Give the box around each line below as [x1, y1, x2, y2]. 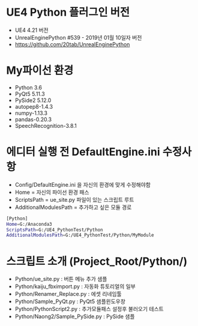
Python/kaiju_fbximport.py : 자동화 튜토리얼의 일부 [14, 283, 136, 290]
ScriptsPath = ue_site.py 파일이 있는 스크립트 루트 [14, 196, 134, 203]
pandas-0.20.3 [14, 115, 52, 123]
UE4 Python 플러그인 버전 [6, 5, 130, 19]
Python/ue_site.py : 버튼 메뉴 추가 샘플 [14, 276, 107, 283]
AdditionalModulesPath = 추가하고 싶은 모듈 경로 [14, 204, 132, 211]
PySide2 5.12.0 [14, 97, 52, 104]
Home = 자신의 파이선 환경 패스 [14, 189, 89, 196]
